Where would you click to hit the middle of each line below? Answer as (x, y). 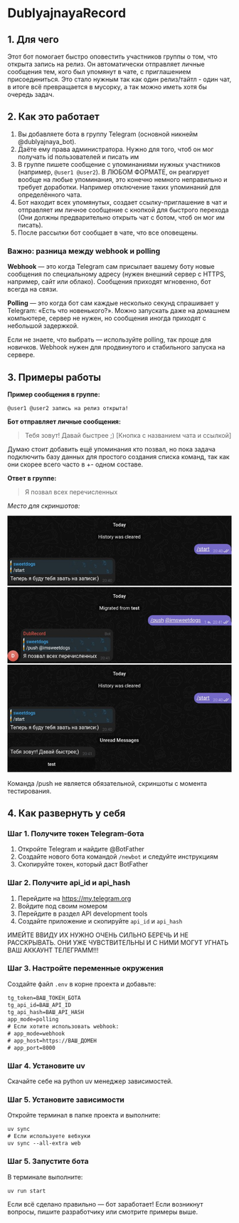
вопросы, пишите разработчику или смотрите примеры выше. (102, 1212)
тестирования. (30, 791)
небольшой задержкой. (43, 326)
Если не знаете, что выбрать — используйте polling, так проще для (109, 339)
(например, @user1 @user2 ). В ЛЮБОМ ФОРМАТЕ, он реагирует (113, 172)
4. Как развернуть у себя (67, 813)
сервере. (21, 355)
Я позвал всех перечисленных (71, 492)
